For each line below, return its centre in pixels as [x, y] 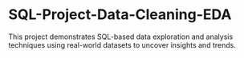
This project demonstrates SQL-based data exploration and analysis [121, 37]
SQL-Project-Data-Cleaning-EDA [120, 15]
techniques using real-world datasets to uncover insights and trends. [122, 44]
